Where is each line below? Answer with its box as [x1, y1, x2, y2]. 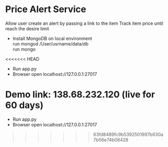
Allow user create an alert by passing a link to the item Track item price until [5, 20, 163, 26]
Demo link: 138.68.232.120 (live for [5, 89, 155, 101]
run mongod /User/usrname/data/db [12, 40, 89, 46]
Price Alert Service [5, 4, 87, 15]
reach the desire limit [5, 25, 50, 31]
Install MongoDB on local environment [12, 35, 93, 41]
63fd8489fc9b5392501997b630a [93, 131, 163, 137]
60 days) [5, 100, 44, 111]
